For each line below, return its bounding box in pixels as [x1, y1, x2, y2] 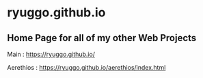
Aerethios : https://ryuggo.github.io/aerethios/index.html [7, 64, 166, 71]
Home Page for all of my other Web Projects [7, 32, 197, 44]
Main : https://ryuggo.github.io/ [7, 50, 96, 58]
